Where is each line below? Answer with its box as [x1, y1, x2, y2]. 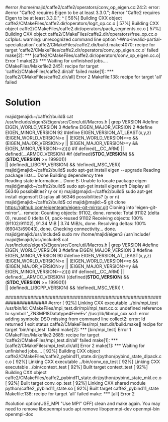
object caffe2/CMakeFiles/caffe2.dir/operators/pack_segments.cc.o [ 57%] [5, 26, 161, 32]
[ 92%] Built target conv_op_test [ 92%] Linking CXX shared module [5, 380, 146, 386]
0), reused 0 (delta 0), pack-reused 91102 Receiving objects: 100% [5, 215, 143, 221]
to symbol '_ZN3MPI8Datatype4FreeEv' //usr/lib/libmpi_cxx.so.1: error [5, 310, 149, 316]
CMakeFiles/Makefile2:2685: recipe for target [5, 332, 100, 338]
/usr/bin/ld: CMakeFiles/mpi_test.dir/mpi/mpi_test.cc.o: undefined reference [5, 305, 162, 311]
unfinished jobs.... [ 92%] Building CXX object [5, 347, 101, 354]
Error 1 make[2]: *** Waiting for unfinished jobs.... [5, 58, 108, 63]
